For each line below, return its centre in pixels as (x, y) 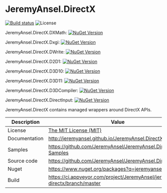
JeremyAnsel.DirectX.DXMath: (36, 32)
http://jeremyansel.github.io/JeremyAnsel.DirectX (106, 138)
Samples (18, 149)
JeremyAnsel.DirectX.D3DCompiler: (42, 90)
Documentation (26, 138)
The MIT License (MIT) (75, 130)
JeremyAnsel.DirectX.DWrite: (35, 52)
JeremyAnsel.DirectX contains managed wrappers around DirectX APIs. (79, 109)
